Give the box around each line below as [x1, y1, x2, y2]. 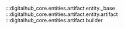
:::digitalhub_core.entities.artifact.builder [5, 17, 103, 23]
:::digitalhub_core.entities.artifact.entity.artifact [5, 11, 118, 18]
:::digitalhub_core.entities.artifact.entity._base [5, 5, 115, 11]
